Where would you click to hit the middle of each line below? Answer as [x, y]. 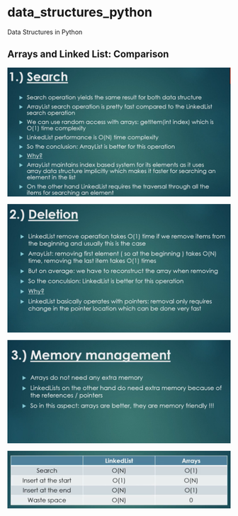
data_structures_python [80, 12]
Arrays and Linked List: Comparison [88, 54]
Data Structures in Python [45, 32]
